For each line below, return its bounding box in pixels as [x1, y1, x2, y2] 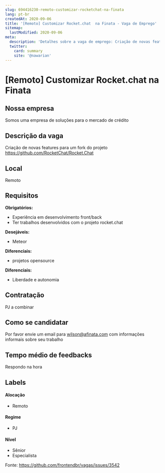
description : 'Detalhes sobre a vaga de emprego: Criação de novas [9, 39, 151, 44]
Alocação [5, 392, 26, 398]
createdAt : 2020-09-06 [5, 16, 52, 21]
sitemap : [5, 26, 23, 31]
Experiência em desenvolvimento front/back [12, 214, 102, 220]
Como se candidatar [5, 318, 69, 327]
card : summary [14, 48, 43, 53]
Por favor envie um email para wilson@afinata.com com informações [5, 331, 145, 338]
